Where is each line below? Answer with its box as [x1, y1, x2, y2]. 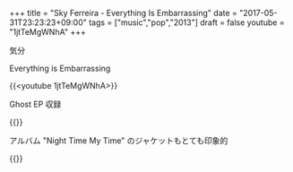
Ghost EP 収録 [9, 99, 62, 109]
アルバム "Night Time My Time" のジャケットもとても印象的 [9, 135, 228, 146]
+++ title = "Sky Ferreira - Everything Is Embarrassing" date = [9, 8, 237, 18]
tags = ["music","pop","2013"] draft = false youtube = [88, 17, 285, 28]
